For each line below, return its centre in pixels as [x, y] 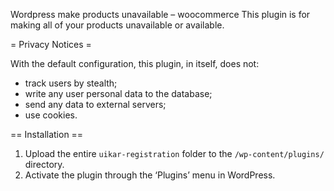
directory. [44, 164]
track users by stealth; [71, 83]
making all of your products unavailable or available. [117, 25]
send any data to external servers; [95, 104]
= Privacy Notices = [51, 44]
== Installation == [47, 134]
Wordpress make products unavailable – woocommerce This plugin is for [160, 14]
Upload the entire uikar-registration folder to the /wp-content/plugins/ [174, 153]
